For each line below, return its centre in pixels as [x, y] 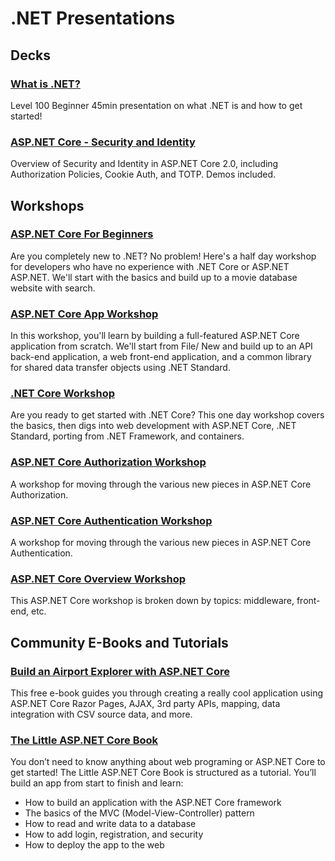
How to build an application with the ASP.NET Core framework [153, 803]
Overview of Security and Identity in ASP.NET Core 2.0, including [144, 164]
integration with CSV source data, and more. [101, 714]
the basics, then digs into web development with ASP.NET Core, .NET [153, 426]
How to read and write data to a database [110, 824]
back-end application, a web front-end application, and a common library [161, 357]
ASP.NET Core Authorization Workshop [108, 462]
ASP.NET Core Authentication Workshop [111, 520]
